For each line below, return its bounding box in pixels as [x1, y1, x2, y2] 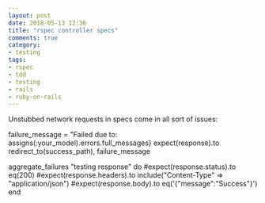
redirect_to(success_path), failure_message [8, 147, 150, 156]
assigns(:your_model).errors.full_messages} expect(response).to [8, 138, 220, 147]
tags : [8, 56, 26, 64]
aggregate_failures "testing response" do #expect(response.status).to [8, 162, 237, 171]
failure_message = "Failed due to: [8, 130, 118, 140]
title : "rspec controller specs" [8, 26, 119, 34]
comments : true [8, 33, 59, 42]
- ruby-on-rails [8, 93, 62, 101]
